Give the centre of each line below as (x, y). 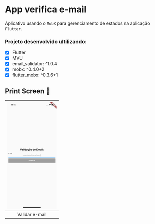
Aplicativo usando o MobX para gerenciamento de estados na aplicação (78, 23)
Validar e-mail (32, 215)
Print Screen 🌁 (28, 91)
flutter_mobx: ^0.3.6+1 (35, 75)
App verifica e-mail (46, 9)
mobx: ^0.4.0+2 (28, 69)
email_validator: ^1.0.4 (35, 64)
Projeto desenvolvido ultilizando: (46, 41)
